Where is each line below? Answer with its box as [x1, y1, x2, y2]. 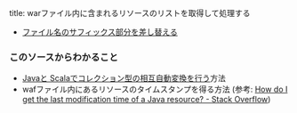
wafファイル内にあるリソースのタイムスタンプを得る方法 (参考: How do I [21, 84, 288, 95]
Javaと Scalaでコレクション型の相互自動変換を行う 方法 [21, 73, 227, 84]
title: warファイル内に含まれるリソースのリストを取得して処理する [9, 8, 251, 18]
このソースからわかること [9, 51, 118, 63]
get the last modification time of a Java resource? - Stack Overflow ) [21, 94, 271, 105]
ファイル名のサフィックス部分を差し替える [21, 27, 178, 37]
